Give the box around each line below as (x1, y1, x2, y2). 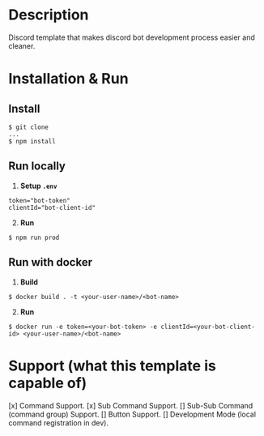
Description (8, 6, 89, 24)
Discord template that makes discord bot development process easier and (8, 32, 255, 42)
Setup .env (19, 181, 57, 190)
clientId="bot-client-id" (8, 203, 96, 212)
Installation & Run (8, 70, 129, 88)
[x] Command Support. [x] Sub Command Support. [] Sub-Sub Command (8, 400, 253, 410)
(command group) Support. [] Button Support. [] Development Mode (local (8, 409, 257, 419)
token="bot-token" (8, 196, 70, 204)
